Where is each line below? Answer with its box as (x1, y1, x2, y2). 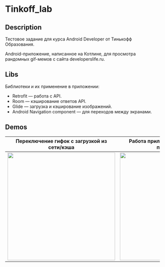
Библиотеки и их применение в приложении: (5, 83, 100, 89)
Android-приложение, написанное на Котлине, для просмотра (5, 51, 136, 57)
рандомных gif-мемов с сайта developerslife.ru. (5, 56, 105, 62)
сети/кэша (48, 144, 75, 151)
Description (5, 23, 42, 32)
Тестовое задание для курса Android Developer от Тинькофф (5, 36, 132, 42)
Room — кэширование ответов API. (12, 98, 87, 104)
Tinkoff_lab (5, 3, 53, 15)
